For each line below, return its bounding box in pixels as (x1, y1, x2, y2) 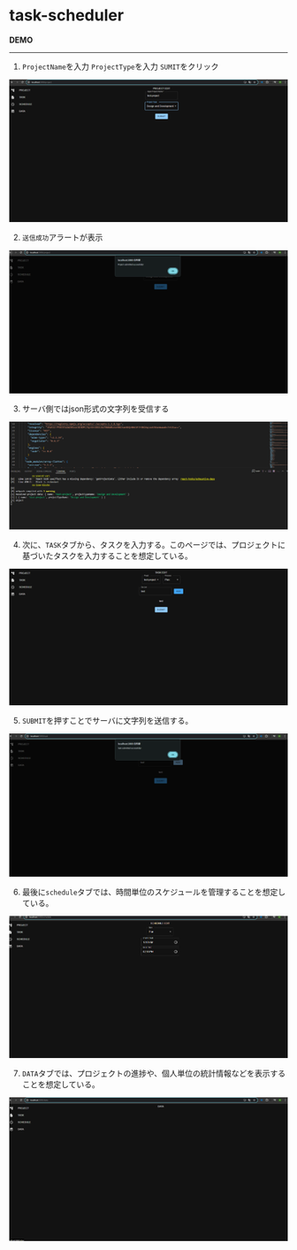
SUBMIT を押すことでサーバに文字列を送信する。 (21, 715, 194, 725)
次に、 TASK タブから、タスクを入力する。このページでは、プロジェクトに (21, 539, 286, 549)
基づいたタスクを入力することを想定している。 (21, 550, 193, 561)
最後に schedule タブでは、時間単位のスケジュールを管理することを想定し (21, 886, 286, 898)
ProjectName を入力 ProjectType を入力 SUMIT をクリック (21, 61, 219, 72)
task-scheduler (9, 5, 125, 26)
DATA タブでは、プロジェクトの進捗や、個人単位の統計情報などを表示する (21, 1068, 286, 1079)
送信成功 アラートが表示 (21, 232, 103, 242)
